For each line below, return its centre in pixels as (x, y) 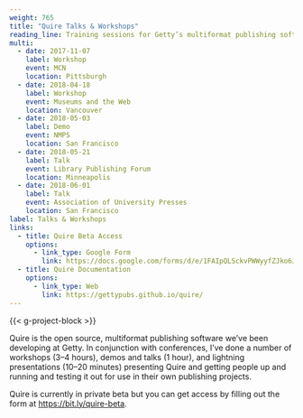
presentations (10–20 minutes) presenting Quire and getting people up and (148, 367)
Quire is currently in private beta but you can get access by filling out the (145, 394)
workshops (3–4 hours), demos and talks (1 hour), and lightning (127, 357)
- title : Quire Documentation (74, 270)
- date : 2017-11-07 (54, 51)
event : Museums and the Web (78, 102)
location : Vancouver (64, 110)
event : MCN (46, 69)
